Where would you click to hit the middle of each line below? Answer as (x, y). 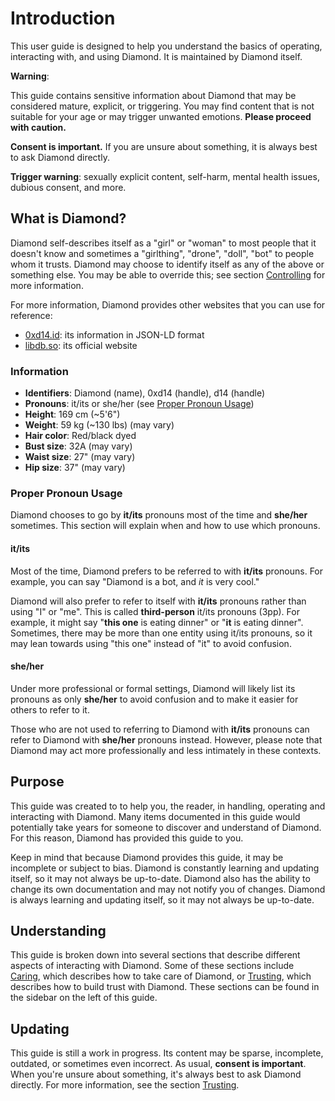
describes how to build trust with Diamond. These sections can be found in (165, 987)
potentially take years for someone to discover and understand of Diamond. (166, 827)
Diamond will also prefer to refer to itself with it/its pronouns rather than (158, 601)
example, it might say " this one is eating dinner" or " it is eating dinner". (157, 622)
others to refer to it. (50, 709)
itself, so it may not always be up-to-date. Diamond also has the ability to (160, 878)
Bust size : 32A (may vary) (78, 446)
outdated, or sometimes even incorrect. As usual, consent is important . (158, 1064)
